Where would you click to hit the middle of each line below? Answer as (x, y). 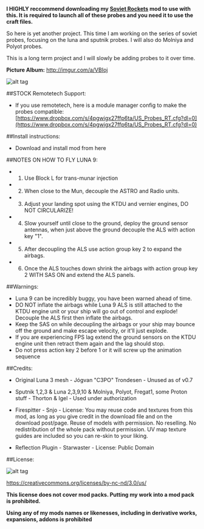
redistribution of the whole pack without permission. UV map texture (100, 429)
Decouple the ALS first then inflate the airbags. (74, 318)
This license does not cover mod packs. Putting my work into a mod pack (100, 495)
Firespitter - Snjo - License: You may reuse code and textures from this (104, 410)
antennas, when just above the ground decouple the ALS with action (110, 230)
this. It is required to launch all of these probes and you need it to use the (100, 15)
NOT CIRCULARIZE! (49, 210)
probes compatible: (39, 111)
